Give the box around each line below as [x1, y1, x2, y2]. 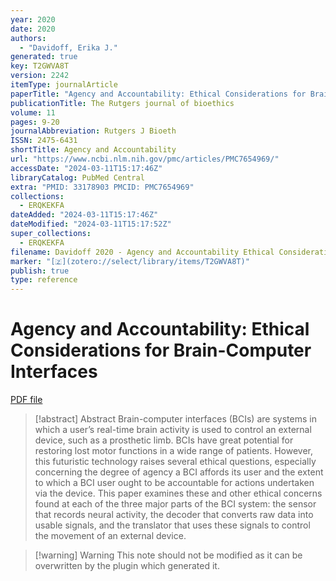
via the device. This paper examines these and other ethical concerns [34, 487, 323, 500]
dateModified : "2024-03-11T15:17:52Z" [10, 219, 172, 230]
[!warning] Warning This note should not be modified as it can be [34, 549, 303, 561]
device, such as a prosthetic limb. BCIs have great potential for [34, 434, 294, 446]
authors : [10, 33, 47, 43]
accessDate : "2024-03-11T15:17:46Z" [10, 163, 163, 173]
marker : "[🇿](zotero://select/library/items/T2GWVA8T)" [10, 256, 250, 266]
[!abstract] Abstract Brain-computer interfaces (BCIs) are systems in [34, 413, 317, 425]
